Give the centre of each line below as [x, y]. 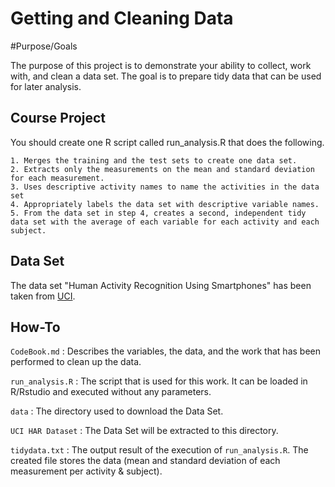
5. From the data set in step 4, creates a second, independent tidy [158, 213]
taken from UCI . [43, 296]
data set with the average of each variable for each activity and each [165, 222]
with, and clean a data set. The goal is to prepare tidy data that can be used [166, 76]
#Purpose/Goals [44, 46]
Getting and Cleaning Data [122, 18]
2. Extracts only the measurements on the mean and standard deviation [162, 169]
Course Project [58, 118]
